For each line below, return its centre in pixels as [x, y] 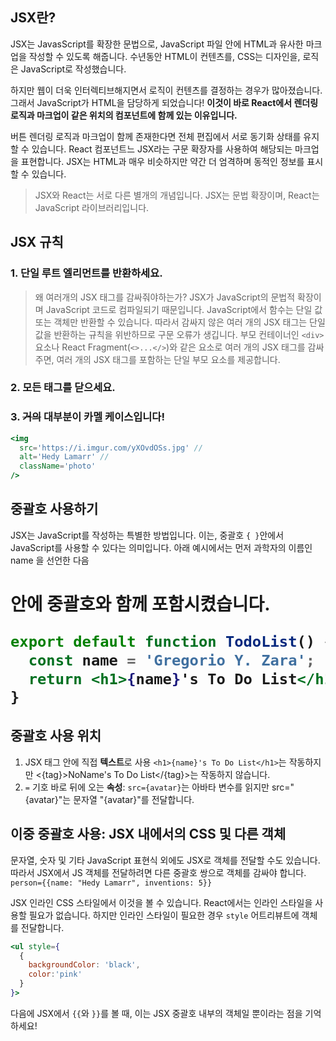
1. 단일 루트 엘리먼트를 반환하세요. [86, 273]
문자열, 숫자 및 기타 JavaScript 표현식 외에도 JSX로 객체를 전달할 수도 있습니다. [165, 860]
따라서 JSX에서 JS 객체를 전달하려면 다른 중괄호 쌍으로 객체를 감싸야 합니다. [158, 872]
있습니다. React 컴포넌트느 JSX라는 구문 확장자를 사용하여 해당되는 [162, 149]
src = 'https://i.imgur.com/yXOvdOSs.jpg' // [111, 448]
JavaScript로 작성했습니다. [73, 69]
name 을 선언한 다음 [50, 560]
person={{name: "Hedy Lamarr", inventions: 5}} [111, 883]
